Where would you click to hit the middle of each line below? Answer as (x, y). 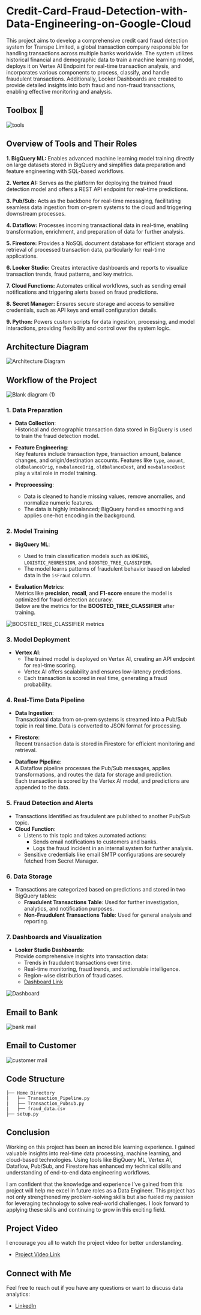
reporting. (36, 921)
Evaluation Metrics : (40, 586)
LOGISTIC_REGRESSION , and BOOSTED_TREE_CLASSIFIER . (88, 562)
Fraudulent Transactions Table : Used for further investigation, (101, 902)
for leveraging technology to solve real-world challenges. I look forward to (98, 1203)
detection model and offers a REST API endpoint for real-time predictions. (97, 189)
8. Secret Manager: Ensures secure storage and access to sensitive (91, 303)
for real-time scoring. (50, 666)
